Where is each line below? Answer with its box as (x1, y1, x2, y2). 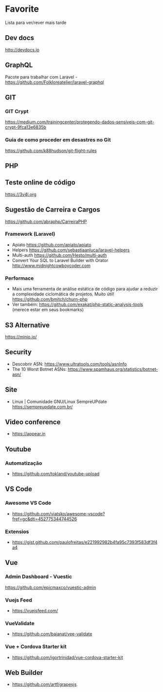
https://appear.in (12, 431, 46, 437)
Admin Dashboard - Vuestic (5, 573, 72, 580)
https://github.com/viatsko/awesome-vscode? (12, 511, 105, 516)
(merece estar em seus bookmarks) (12, 307, 84, 313)
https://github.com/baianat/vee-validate (12, 631, 92, 637)
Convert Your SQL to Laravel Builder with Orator (12, 257, 109, 263)
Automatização (5, 460, 42, 467)
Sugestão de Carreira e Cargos (5, 205, 101, 214)
